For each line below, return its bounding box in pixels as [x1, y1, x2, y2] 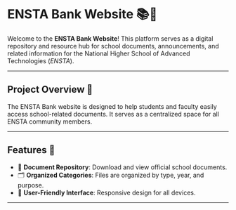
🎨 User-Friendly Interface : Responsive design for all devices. [17, 188, 196, 197]
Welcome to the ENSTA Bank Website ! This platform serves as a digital [7, 34, 214, 43]
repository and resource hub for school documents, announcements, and [7, 41, 219, 50]
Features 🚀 [7, 144, 55, 156]
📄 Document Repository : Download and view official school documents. [17, 163, 228, 171]
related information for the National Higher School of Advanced [7, 49, 191, 58]
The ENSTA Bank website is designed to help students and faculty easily [7, 102, 218, 110]
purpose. [17, 181, 44, 189]
